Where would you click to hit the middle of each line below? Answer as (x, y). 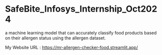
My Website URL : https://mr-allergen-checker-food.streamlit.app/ (71, 47)
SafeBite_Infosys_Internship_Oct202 (81, 9)
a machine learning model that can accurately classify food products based (81, 33)
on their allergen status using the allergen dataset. (55, 38)
